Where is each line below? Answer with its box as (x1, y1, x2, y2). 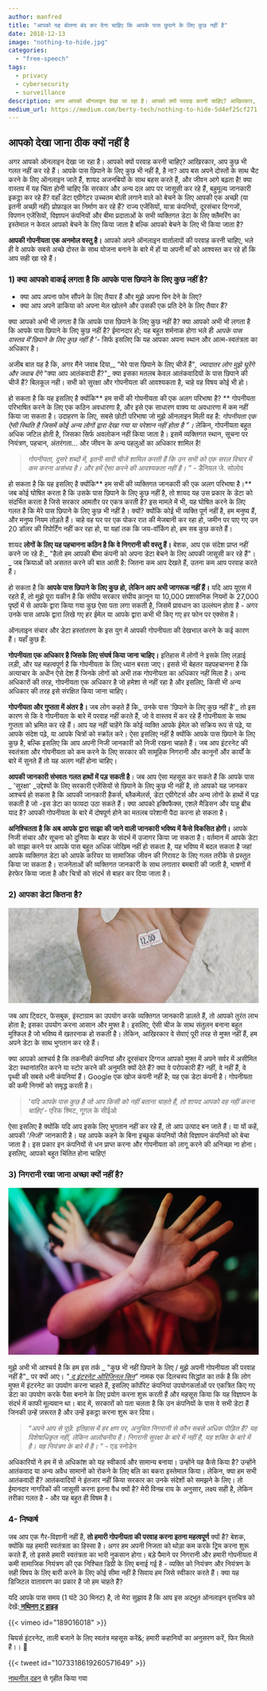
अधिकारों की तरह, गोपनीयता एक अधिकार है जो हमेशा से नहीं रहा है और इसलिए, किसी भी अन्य (8, 677, 241, 687)
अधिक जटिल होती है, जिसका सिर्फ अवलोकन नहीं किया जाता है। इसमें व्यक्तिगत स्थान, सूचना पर (8, 430, 249, 439)
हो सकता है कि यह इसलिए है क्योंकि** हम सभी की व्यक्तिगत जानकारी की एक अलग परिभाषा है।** (8, 479, 252, 489)
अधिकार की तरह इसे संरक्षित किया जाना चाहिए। (8, 686, 129, 696)
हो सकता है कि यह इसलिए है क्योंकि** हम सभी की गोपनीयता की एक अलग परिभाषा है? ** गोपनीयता (8, 394, 256, 403)
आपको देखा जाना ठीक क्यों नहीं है (8, 135, 130, 149)
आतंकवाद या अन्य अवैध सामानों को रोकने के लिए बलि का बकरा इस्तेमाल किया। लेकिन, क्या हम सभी (8, 1466, 257, 1476)
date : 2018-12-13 (8, 29, 66, 37)
